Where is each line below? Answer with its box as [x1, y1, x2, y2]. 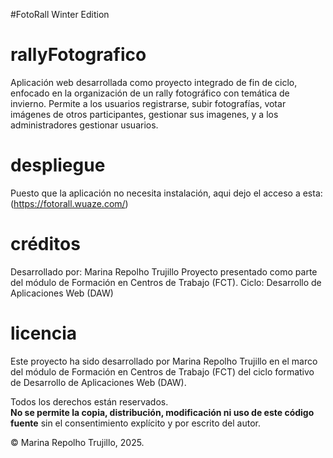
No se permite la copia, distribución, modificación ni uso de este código [10, 406, 315, 418]
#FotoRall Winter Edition [10, 9, 110, 20]
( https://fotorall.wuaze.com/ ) [10, 197, 129, 209]
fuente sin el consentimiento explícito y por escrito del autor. [10, 417, 262, 429]
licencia [10, 322, 78, 344]
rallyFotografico [10, 44, 147, 66]
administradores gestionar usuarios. [10, 119, 159, 131]
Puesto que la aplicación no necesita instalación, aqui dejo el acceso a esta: [10, 187, 323, 199]
